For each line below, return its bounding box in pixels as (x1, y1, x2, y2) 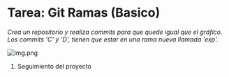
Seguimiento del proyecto (17, 62, 92, 70)
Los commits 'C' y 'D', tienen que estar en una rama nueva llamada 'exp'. (7, 35, 219, 43)
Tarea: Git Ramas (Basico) (7, 5, 161, 21)
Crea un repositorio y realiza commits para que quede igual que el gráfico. (7, 28, 223, 36)
